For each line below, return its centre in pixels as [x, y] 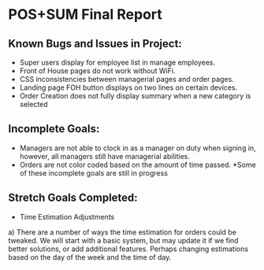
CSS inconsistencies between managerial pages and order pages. [126, 79]
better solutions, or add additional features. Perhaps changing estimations [128, 249]
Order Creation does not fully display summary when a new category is [135, 96]
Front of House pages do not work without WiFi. [97, 71]
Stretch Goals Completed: [73, 198]
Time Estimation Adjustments [67, 216]
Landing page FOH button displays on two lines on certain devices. [128, 87]
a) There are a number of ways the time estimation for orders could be [122, 232]
